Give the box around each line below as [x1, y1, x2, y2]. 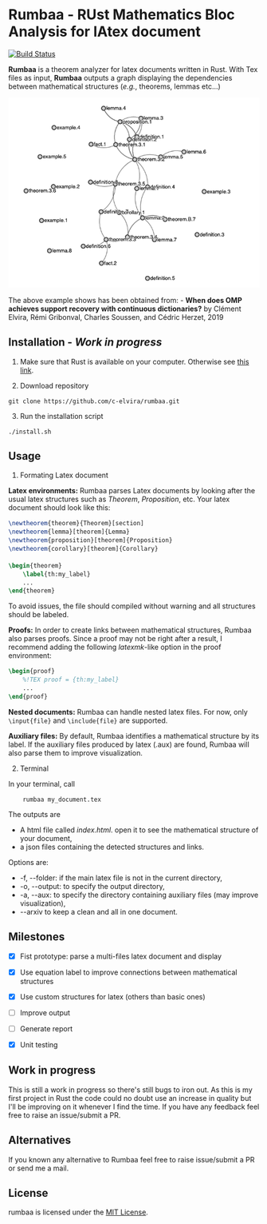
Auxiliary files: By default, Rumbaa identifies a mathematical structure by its [8, 731, 260, 740]
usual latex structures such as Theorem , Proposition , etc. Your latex [8, 494, 230, 504]
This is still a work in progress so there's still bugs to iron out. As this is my [8, 1085, 253, 1094]
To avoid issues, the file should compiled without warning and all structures [8, 601, 257, 611]
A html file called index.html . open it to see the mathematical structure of [19, 825, 259, 835]
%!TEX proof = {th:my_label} [22, 676, 120, 684]
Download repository [19, 381, 89, 390]
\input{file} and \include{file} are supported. [8, 716, 168, 725]
